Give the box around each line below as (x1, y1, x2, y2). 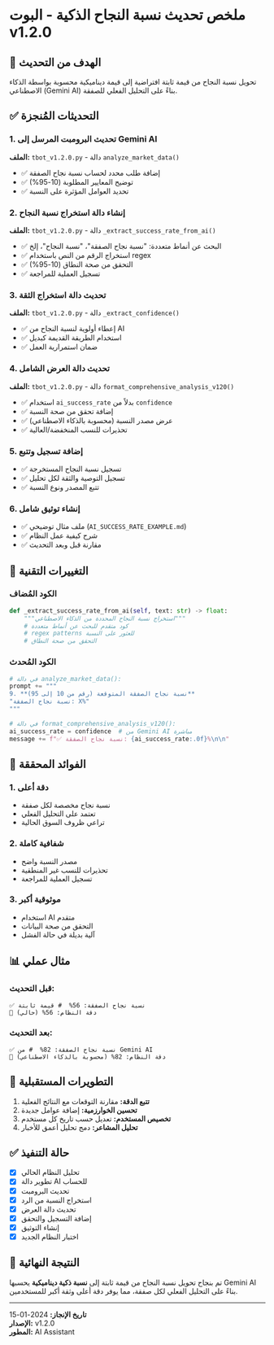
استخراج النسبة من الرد (20, 1194, 92, 1205)
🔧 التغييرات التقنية (9, 564, 89, 578)
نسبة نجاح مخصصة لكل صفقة (20, 800, 111, 810)
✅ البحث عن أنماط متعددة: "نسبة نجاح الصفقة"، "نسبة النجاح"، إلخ (20, 241, 222, 251)
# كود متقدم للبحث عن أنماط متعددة (24, 622, 128, 630)
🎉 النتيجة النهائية (9, 1255, 80, 1270)
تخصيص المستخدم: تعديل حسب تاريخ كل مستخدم (20, 1113, 172, 1124)
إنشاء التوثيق (20, 1222, 60, 1232)
